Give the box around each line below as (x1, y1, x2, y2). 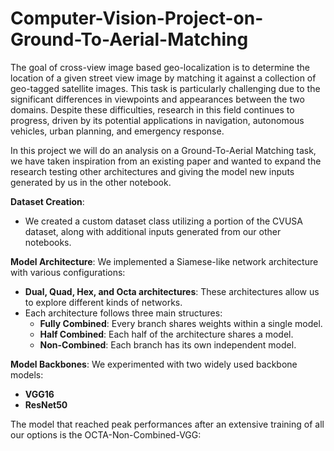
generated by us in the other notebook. (10, 176, 172, 188)
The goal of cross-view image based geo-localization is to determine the (10, 61, 310, 73)
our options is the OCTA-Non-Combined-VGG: (10, 428, 202, 441)
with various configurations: (10, 266, 126, 278)
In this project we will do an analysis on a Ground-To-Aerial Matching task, (10, 144, 317, 156)
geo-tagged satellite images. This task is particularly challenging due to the (10, 82, 321, 94)
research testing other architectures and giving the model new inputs (10, 165, 295, 177)
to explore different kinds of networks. (24, 296, 183, 308)
